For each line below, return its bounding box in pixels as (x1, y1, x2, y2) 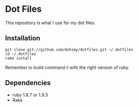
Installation (5, 34, 40, 42)
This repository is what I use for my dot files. (5, 20, 96, 26)
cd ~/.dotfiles (5, 51, 36, 56)
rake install (5, 56, 32, 61)
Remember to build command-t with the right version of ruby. (5, 64, 130, 70)
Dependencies (5, 79, 51, 87)
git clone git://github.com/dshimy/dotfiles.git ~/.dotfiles (5, 47, 134, 52)
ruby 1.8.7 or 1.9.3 (12, 92, 48, 98)
